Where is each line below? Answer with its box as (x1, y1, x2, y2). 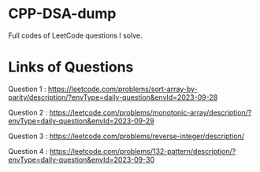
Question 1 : (8, 84, 46, 93)
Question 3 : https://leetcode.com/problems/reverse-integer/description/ (8, 131, 245, 141)
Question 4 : (8, 146, 49, 156)
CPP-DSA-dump (8, 5, 117, 23)
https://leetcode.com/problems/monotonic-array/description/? (49, 108, 252, 117)
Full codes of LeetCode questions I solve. (8, 31, 143, 40)
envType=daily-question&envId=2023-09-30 (8, 155, 155, 164)
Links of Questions (8, 58, 134, 76)
